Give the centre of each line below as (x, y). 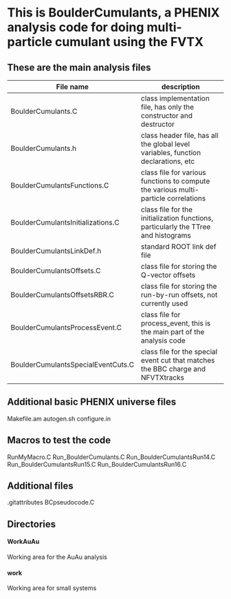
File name (73, 87)
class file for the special (179, 352)
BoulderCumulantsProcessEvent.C (66, 327)
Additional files (40, 486)
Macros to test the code (59, 440)
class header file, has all (179, 135)
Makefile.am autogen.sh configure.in (59, 418)
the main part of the (173, 332)
